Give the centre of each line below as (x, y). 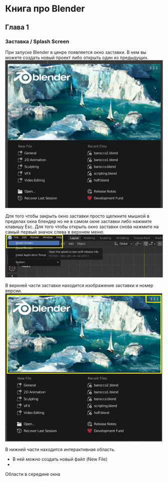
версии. (14, 291)
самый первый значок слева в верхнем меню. (55, 232)
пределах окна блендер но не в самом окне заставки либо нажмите (78, 221)
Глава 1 (17, 27)
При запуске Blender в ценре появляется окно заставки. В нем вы (76, 52)
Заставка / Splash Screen (37, 41)
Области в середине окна (33, 474)
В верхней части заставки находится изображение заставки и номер (79, 285)
